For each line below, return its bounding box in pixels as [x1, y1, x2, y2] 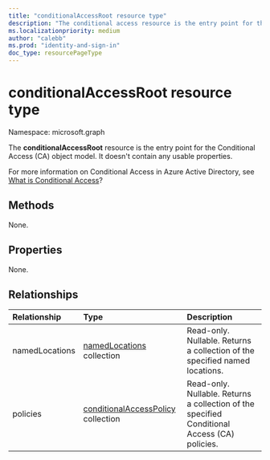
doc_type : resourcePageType [8, 49, 103, 57]
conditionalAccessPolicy [83, 403, 176, 414]
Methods [8, 198, 55, 213]
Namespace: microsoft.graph [8, 127, 105, 136]
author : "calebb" [8, 34, 67, 43]
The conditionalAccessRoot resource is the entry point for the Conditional [8, 142, 256, 153]
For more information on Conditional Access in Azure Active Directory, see [8, 166, 255, 177]
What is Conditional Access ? [8, 175, 103, 185]
